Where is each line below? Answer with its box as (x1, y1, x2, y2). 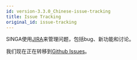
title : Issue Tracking (6, 14, 61, 20)
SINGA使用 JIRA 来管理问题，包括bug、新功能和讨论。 (6, 36, 134, 43)
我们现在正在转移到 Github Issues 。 (6, 48, 90, 55)
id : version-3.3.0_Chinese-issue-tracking (6, 8, 111, 14)
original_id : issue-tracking (6, 19, 77, 25)
